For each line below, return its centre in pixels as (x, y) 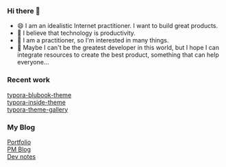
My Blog (21, 127)
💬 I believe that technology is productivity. (76, 33)
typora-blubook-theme (39, 94)
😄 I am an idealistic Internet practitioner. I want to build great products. (117, 26)
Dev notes (22, 156)
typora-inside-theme (37, 102)
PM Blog (19, 149)
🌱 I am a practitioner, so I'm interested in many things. (93, 40)
